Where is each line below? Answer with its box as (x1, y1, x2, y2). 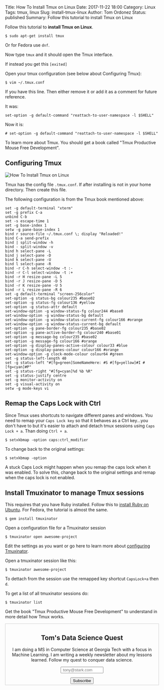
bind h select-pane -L (5, 249, 51, 254)
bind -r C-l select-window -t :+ (5, 270, 73, 275)
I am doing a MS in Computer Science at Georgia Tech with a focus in (12, 647, 152, 653)
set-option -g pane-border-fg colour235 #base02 (5, 326, 106, 331)
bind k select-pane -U (5, 257, 51, 262)
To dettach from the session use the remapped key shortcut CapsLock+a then (5, 576, 159, 582)
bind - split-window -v (5, 244, 54, 249)
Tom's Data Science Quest (41, 634, 123, 642)
